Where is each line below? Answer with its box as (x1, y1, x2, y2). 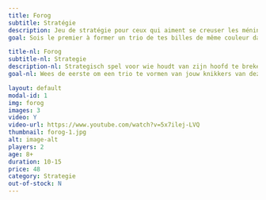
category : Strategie (8, 172, 77, 180)
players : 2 (8, 143, 44, 151)
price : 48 (8, 165, 41, 173)
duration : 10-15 (8, 157, 62, 166)
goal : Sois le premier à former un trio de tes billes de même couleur (8, 33, 249, 42)
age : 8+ (8, 150, 34, 158)
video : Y (8, 114, 37, 122)
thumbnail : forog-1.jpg (8, 128, 87, 137)
